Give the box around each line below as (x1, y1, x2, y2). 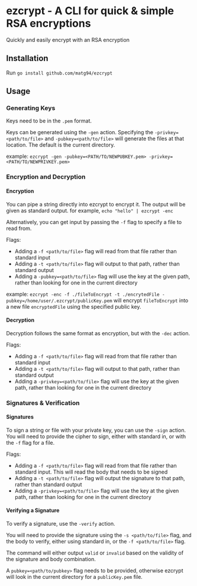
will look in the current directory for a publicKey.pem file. (6, 574, 143, 581)
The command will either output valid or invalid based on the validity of (6, 549, 184, 556)
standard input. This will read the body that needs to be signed (14, 468, 168, 475)
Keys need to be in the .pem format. (6, 117, 92, 125)
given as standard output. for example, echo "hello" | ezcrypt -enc (6, 207, 173, 214)
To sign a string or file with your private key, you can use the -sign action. (6, 426, 186, 433)
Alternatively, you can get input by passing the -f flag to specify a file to (6, 218, 182, 225)
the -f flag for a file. (6, 439, 55, 446)
